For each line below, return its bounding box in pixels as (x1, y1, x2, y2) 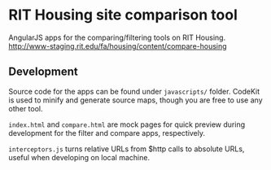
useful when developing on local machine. (8, 152, 151, 162)
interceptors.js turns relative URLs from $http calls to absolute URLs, (8, 144, 245, 154)
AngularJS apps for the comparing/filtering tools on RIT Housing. (8, 33, 226, 42)
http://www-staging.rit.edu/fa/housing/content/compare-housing (8, 41, 227, 50)
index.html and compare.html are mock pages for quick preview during (8, 120, 246, 129)
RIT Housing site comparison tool (8, 6, 238, 24)
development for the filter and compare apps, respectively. (8, 128, 206, 137)
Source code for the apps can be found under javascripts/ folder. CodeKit (8, 86, 260, 96)
